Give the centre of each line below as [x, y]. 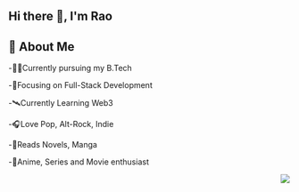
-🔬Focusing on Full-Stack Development [80, 85]
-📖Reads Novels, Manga [53, 145]
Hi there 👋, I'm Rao [61, 16]
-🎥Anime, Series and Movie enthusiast [79, 162]
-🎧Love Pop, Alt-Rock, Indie [61, 124]
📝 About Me [42, 47]
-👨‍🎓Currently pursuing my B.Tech [71, 68]
